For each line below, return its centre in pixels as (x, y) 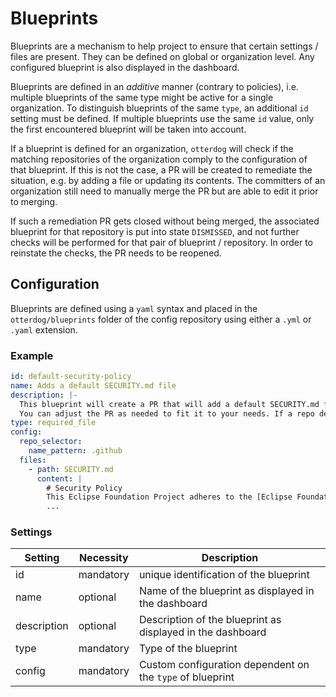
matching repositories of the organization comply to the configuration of (159, 159)
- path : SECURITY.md (71, 469)
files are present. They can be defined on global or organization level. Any (162, 56)
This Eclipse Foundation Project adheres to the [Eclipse (169, 497)
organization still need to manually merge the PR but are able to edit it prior (164, 191)
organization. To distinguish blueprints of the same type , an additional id (159, 108)
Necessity (103, 558)
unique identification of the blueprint (224, 575)
